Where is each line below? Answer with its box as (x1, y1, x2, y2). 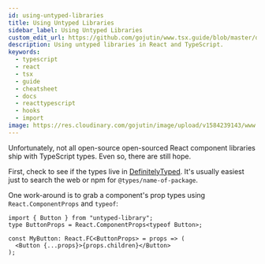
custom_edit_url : (8, 33, 65, 42)
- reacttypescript (15, 99, 77, 107)
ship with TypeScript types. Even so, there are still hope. (8, 151, 192, 161)
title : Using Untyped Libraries (8, 19, 114, 27)
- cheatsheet (15, 84, 58, 93)
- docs (15, 92, 37, 100)
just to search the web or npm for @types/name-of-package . (8, 175, 199, 184)
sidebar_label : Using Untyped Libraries (8, 26, 144, 34)
